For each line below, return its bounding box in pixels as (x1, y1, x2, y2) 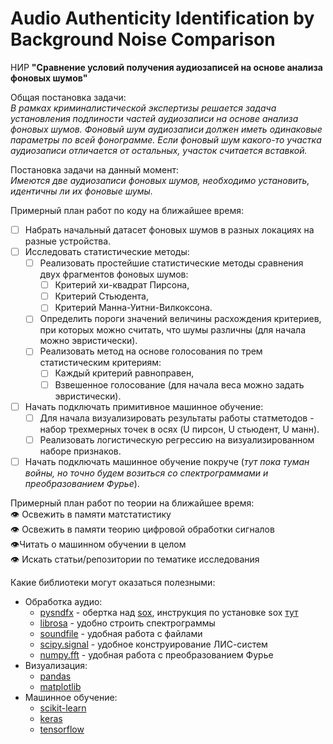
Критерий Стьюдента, (54, 290, 149, 302)
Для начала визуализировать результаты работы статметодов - (39, 412, 315, 424)
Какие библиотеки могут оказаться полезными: (10, 576, 216, 588)
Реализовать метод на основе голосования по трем (39, 345, 263, 357)
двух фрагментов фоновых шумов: (39, 268, 189, 281)
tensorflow (39, 723, 85, 735)
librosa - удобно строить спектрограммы (39, 617, 216, 629)
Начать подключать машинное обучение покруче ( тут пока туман (24, 455, 310, 467)
